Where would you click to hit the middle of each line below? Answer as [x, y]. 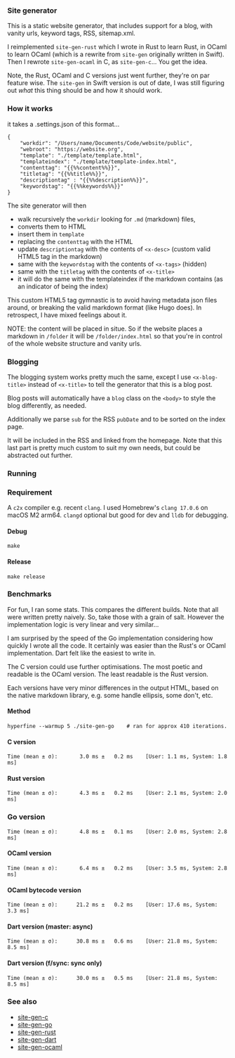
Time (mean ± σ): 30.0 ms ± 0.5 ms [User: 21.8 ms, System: [113, 978]
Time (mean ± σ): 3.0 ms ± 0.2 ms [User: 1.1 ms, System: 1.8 [117, 757]
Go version [26, 817]
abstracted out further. [40, 455]
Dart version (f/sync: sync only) [55, 963]
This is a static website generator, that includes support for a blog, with [110, 26]
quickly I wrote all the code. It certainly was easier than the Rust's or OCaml [117, 645]
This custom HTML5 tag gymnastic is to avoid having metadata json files [112, 300]
